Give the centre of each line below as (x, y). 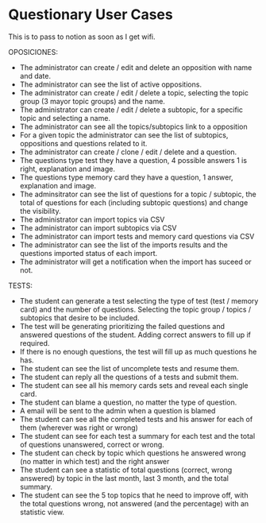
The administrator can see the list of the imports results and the (123, 245)
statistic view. (42, 512)
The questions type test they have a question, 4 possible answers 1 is (133, 160)
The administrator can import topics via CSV (92, 219)
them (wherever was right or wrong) (79, 428)
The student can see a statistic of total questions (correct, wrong (126, 470)
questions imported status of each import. (89, 253)
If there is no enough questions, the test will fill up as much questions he (138, 351)
